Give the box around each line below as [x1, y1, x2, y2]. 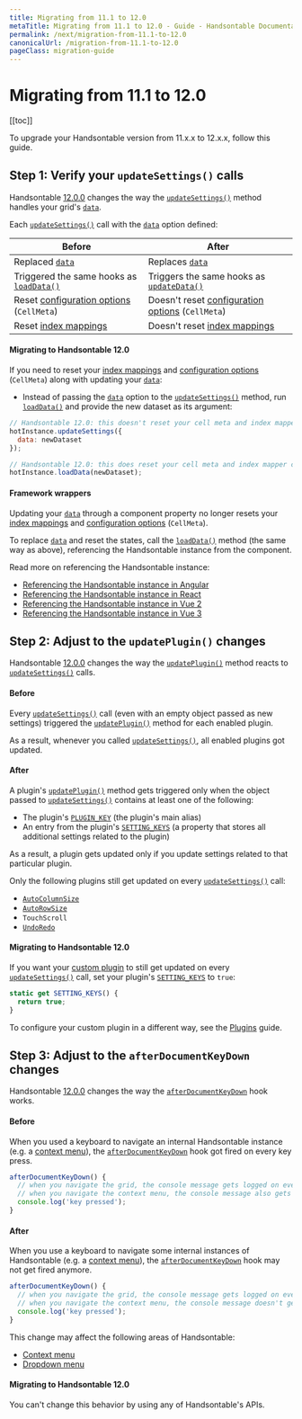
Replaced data [13, 255, 75, 268]
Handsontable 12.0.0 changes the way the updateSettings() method [9, 192, 262, 202]
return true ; [17, 997, 67, 1006]
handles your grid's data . [9, 201, 102, 212]
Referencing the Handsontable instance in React [22, 588, 202, 599]
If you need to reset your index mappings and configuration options [9, 365, 259, 376]
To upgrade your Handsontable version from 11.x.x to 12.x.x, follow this [9, 132, 271, 144]
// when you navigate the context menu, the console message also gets [17, 1189, 292, 1199]
